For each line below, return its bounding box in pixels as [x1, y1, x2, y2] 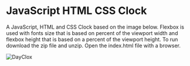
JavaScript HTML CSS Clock [6, 4, 147, 18]
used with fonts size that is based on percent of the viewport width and [6, 29, 178, 36]
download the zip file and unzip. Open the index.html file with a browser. [6, 42, 181, 49]
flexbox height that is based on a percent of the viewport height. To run [6, 36, 178, 43]
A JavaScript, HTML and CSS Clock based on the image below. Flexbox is [6, 23, 185, 30]
